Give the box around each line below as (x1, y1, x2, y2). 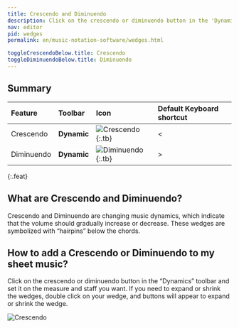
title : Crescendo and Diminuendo (7, 10, 107, 18)
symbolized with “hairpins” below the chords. (7, 226, 141, 235)
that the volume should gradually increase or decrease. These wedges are (7, 219, 225, 227)
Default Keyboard (157, 104, 219, 114)
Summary (7, 82, 52, 94)
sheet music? (7, 258, 69, 270)
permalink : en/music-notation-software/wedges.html (7, 37, 164, 44)
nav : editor (7, 23, 43, 31)
